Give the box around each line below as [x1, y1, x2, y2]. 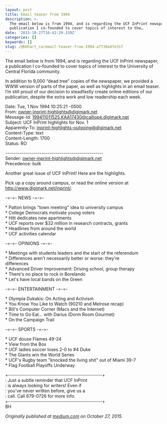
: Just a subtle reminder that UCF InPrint [5, 377, 88, 383]
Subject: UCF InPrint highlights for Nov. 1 [5, 119, 88, 125]
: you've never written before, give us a [5, 388, 85, 394]
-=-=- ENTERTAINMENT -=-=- [5, 286, 68, 292]
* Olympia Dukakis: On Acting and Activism [5, 295, 93, 301]
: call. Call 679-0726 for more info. [5, 393, 76, 399]
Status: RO [5, 140, 27, 146]
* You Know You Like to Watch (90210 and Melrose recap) [5, 301, 124, 307]
